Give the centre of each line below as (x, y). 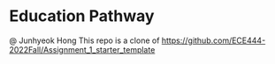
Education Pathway (82, 16)
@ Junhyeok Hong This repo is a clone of (84, 40)
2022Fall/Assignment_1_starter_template (82, 49)
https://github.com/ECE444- (214, 40)
